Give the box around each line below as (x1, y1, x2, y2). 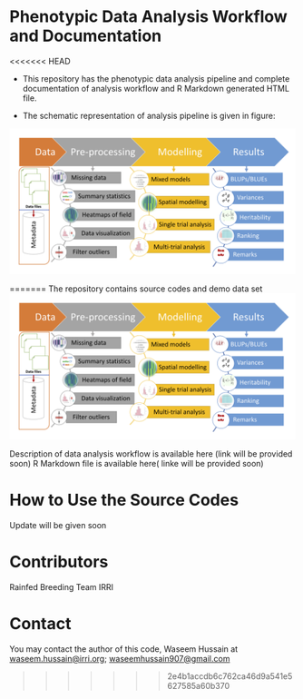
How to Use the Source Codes (9, 489, 239, 510)
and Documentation (9, 25, 162, 46)
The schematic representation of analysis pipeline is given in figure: (22, 110, 276, 121)
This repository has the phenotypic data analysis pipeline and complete (22, 73, 290, 84)
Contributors (9, 551, 109, 572)
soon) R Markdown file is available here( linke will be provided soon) (9, 458, 265, 468)
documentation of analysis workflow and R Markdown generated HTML (22, 83, 290, 94)
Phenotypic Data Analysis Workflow (9, 6, 288, 27)
